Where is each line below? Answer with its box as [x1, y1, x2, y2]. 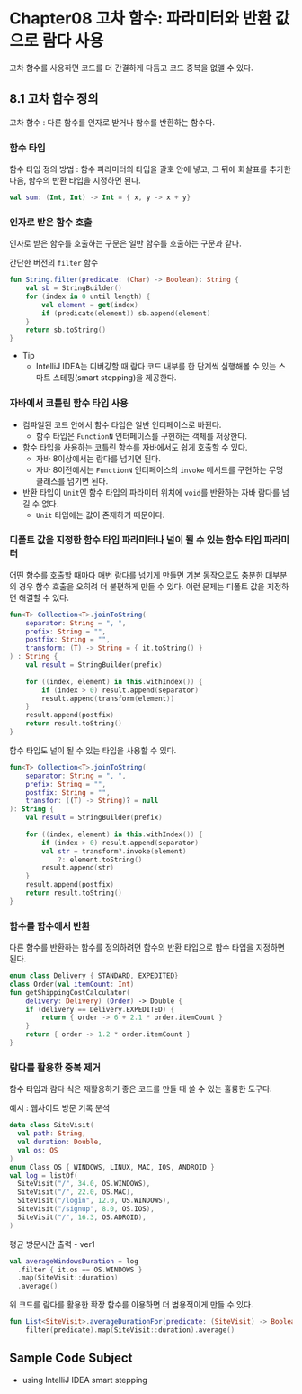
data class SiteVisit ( [9, 1121, 94, 1130]
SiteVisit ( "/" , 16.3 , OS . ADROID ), [17, 1213, 147, 1222]
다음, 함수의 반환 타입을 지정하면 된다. [9, 175, 141, 186]
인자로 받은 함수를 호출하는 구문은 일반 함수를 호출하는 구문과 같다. [9, 238, 242, 249]
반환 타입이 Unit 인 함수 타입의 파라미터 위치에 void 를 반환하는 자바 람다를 [22, 487, 280, 497]
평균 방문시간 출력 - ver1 [9, 1238, 95, 1249]
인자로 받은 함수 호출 [9, 215, 93, 228]
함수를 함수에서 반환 [9, 920, 91, 933]
